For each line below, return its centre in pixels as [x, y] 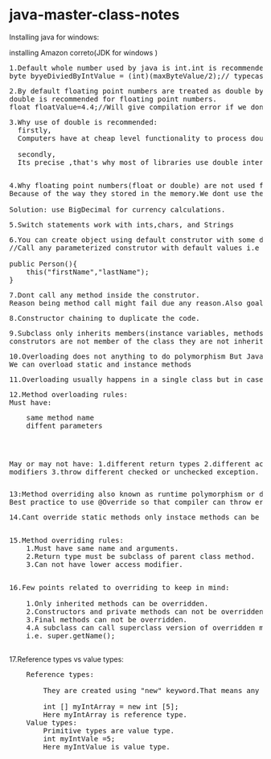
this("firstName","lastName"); [88, 272]
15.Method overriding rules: [66, 540]
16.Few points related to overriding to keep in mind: [119, 587]
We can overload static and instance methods [101, 364]
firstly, [35, 130]
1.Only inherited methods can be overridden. [117, 603]
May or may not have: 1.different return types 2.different [130, 464]
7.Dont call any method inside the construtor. [105, 295]
